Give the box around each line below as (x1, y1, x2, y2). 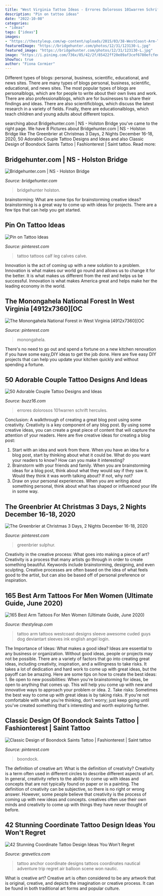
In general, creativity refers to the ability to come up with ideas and (5, 776, 139, 782)
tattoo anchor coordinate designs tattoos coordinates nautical (16, 860, 141, 866)
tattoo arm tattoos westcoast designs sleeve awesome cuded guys (16, 631, 151, 636)
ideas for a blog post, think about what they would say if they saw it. (12, 468, 148, 474)
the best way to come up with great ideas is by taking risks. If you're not (5, 692, 149, 698)
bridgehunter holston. (16, 187, 61, 193)
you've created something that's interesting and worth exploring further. (5, 703, 149, 708)
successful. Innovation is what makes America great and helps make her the (5, 278, 158, 284)
